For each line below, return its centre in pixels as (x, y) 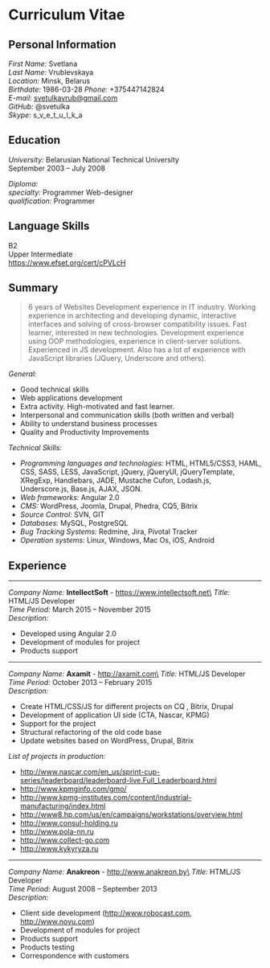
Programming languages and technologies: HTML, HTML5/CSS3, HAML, (141, 463)
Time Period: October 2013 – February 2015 (80, 683)
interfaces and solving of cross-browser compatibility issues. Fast (137, 324)
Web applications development (71, 398)
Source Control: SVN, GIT (62, 515)
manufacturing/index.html (63, 806)
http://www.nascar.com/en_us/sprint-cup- (90, 772)
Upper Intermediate (41, 254)
